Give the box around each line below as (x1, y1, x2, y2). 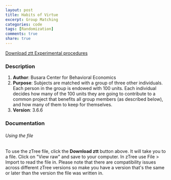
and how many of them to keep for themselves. (12, 102, 113, 108)
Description (5, 62, 35, 70)
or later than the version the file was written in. (5, 170, 103, 176)
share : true (5, 36, 31, 41)
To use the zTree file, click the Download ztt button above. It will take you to (5, 148, 166, 154)
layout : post (5, 7, 33, 13)
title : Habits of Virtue (5, 12, 58, 17)
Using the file (5, 132, 33, 139)
